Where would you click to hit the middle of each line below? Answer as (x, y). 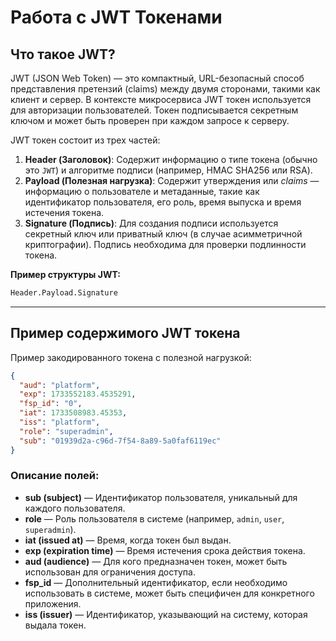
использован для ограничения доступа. (110, 572)
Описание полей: (55, 476)
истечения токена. (64, 212)
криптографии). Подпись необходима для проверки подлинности (165, 244)
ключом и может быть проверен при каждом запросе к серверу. (150, 120)
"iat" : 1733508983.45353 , (73, 413)
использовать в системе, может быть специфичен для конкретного (169, 593)
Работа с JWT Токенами (116, 17)
